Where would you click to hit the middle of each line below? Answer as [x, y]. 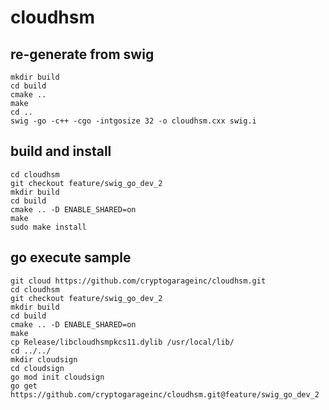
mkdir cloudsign [44, 359]
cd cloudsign [37, 368]
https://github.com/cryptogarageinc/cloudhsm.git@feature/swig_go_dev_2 [165, 394]
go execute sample [71, 257]
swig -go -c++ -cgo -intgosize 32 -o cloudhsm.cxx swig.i [133, 121]
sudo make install [48, 227]
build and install [61, 151]
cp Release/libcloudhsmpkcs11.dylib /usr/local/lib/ [122, 342]
